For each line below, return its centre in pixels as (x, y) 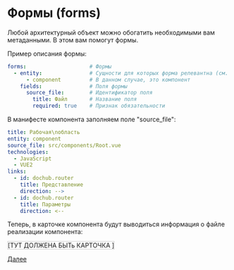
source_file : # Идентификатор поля (89, 93)
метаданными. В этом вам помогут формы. (73, 39)
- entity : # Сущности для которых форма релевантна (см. (121, 73)
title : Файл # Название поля (85, 99)
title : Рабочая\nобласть (44, 133)
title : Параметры (45, 204)
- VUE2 (23, 165)
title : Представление (51, 185)
